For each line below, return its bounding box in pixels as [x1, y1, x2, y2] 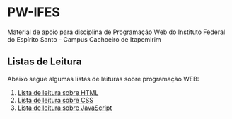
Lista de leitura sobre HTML [17, 88, 99, 96]
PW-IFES [7, 4, 60, 21]
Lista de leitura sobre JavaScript [17, 103, 112, 112]
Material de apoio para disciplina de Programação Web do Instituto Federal [7, 28, 226, 36]
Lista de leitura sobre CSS [17, 96, 94, 104]
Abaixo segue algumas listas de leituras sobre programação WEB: [7, 74, 199, 83]
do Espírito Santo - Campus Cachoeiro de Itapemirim [7, 35, 161, 43]
